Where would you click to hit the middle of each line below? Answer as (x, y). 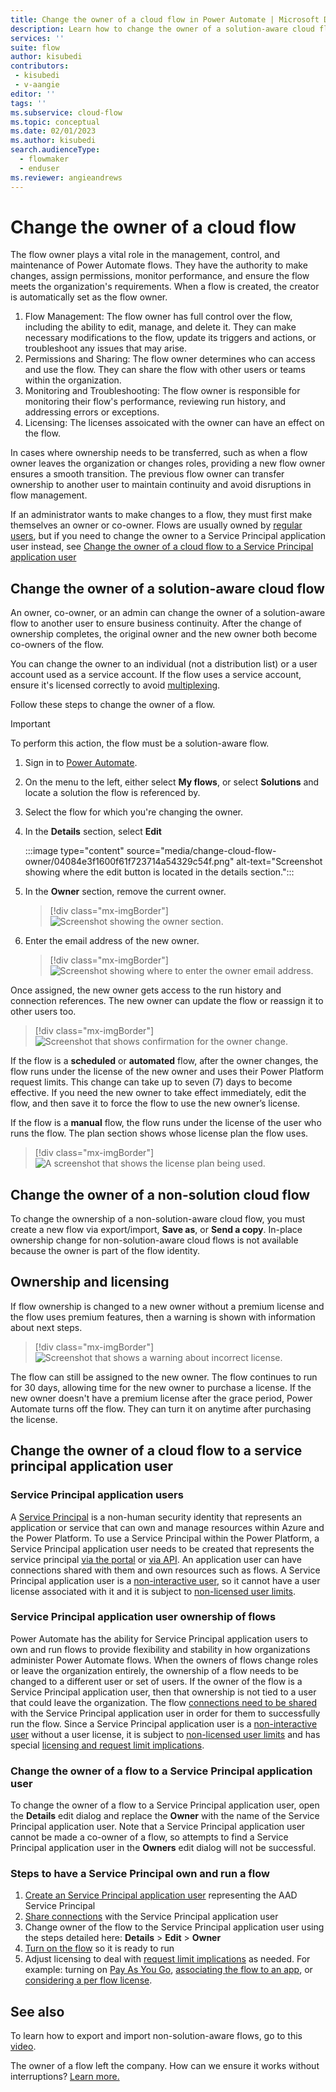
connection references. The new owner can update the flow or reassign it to (167, 1001)
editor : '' (33, 94)
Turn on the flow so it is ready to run (99, 1948)
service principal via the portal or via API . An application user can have (156, 1559)
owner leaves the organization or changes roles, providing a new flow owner (168, 463)
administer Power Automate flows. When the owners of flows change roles (164, 1660)
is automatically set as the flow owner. (89, 297)
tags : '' (28, 103)
